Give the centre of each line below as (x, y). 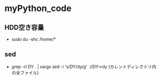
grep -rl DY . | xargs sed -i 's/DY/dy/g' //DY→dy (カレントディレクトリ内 (84, 67)
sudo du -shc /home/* (34, 39)
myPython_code (38, 8)
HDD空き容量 (24, 27)
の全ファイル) (25, 72)
